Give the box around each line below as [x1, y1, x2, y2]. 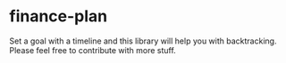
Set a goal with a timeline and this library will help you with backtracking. [9, 35, 277, 46]
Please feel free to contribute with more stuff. [9, 44, 176, 55]
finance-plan [9, 6, 108, 27]
